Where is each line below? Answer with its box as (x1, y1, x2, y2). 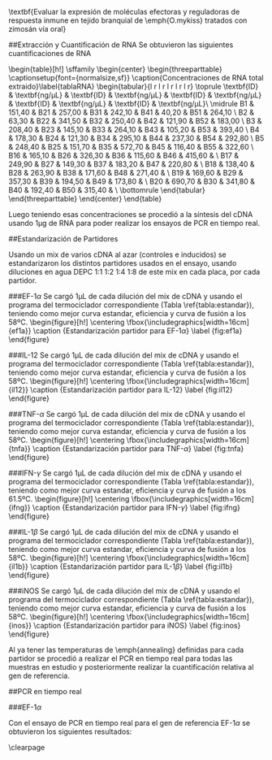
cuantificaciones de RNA (8, 49, 92, 58)
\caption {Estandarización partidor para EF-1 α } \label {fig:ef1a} (32, 326, 243, 336)
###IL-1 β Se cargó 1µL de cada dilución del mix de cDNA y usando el (8, 528, 240, 536)
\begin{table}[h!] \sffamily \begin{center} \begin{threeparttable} (8, 64, 223, 74)
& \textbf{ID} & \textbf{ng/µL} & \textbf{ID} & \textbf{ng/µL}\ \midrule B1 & (8, 99, 254, 108)
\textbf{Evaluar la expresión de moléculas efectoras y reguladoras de (8, 7, 240, 16)
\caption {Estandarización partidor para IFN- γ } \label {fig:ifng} (32, 503, 241, 512)
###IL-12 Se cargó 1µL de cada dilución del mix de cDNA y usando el (8, 350, 240, 360)
